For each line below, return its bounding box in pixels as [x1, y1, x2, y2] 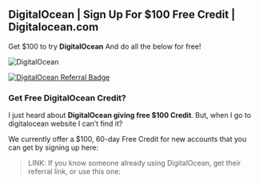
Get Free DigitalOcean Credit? [8, 92, 126, 104]
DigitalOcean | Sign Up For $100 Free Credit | [8, 8, 236, 22]
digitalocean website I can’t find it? [8, 119, 123, 128]
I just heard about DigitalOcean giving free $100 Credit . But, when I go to [8, 111, 252, 120]
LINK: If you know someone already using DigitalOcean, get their [27, 159, 241, 168]
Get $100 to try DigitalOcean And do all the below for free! [8, 41, 201, 51]
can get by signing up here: [8, 143, 98, 152]
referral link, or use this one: [27, 166, 122, 176]
